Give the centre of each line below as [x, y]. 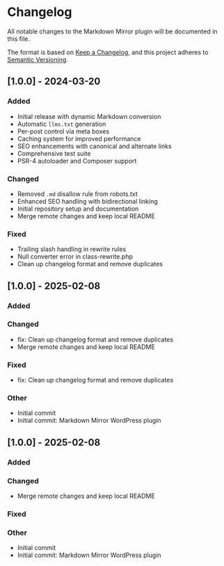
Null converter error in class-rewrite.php [75, 257]
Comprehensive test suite [54, 153]
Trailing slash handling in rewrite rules [72, 249]
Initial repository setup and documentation [78, 209]
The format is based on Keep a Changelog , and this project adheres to [108, 52]
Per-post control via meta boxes [63, 131]
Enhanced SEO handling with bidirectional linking [87, 201]
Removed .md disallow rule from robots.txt [77, 194]
